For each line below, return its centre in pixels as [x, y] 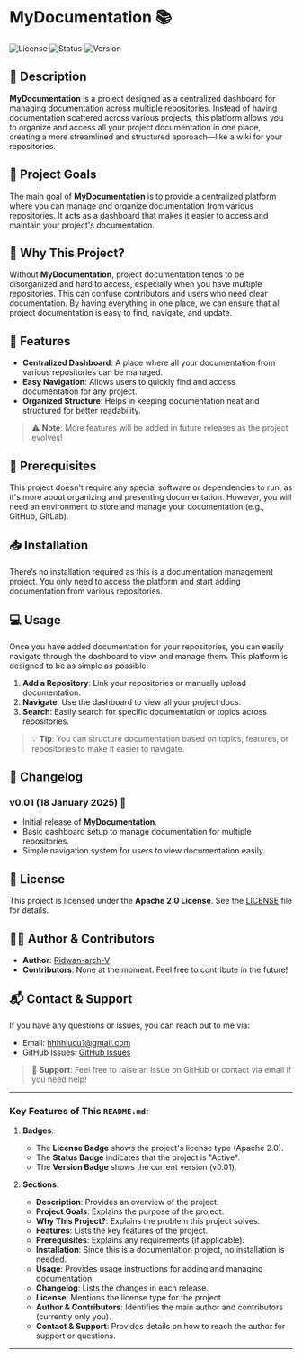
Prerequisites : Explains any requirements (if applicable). [140, 1240]
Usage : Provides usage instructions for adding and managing [149, 1269]
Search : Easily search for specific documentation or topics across [145, 711]
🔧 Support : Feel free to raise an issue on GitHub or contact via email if [161, 1069]
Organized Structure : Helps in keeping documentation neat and [141, 401]
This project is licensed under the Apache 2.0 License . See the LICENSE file [151, 901]
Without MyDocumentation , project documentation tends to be [127, 274]
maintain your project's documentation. [82, 225]
